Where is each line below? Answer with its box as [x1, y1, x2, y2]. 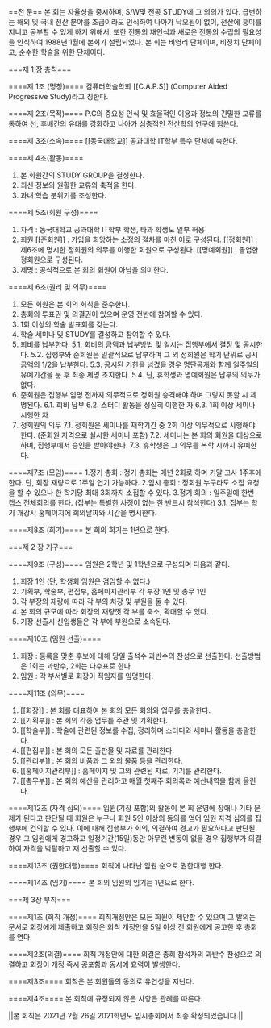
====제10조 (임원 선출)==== [8, 634, 102, 643]
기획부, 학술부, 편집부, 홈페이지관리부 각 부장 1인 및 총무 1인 [19, 587, 206, 596]
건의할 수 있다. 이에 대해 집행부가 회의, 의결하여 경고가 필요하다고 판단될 [29, 823, 256, 833]
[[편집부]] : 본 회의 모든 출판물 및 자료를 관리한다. [19, 746, 175, 755]
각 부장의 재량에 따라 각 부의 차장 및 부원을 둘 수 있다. [19, 597, 188, 606]
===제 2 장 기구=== [8, 543, 73, 551]
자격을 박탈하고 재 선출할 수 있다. [23, 843, 127, 853]
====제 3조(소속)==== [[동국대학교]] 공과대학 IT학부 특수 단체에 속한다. [8, 136, 238, 145]
